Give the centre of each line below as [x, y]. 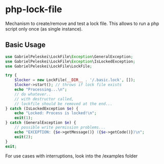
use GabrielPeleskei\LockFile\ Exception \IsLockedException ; [71, 61]
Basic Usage [25, 45]
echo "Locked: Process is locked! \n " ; [56, 113]
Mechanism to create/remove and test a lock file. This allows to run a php [82, 23]
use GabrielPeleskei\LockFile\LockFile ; [49, 66]
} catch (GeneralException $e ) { [41, 123]
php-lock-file [34, 9]
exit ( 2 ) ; [24, 137]
